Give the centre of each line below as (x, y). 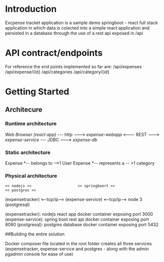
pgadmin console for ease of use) (39, 254)
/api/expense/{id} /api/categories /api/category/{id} (57, 72)
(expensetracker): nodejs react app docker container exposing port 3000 (79, 214)
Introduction (31, 9)
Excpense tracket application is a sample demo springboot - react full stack (82, 23)
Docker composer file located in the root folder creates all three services (79, 244)
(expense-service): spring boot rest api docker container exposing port (77, 219)
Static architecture (28, 152)
